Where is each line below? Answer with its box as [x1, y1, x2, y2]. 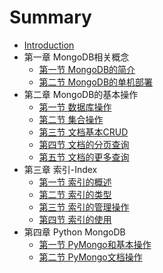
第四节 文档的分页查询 [38, 138, 130, 150]
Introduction [23, 39, 75, 51]
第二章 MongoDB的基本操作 [23, 88, 139, 100]
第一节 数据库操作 [38, 101, 112, 113]
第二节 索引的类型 [38, 188, 112, 200]
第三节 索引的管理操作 [38, 201, 130, 213]
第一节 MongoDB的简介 [38, 63, 136, 75]
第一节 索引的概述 [38, 176, 112, 188]
